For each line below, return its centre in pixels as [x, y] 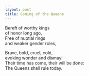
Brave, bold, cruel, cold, [29, 53]
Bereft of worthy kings [27, 28]
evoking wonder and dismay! [34, 58]
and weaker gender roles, [31, 43]
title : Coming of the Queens [35, 14]
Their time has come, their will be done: [44, 63]
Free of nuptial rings [25, 38]
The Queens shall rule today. [34, 68]
